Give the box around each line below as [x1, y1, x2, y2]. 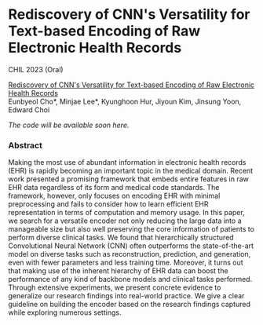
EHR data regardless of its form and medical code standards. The [8, 183, 220, 192]
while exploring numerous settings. [8, 308, 122, 317]
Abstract [8, 140, 43, 151]
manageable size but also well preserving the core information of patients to [8, 225, 255, 234]
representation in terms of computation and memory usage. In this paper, [8, 208, 245, 217]
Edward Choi [8, 104, 50, 115]
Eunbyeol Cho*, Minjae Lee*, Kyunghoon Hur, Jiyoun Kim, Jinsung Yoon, [8, 97, 242, 106]
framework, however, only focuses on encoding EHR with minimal [8, 191, 221, 201]
